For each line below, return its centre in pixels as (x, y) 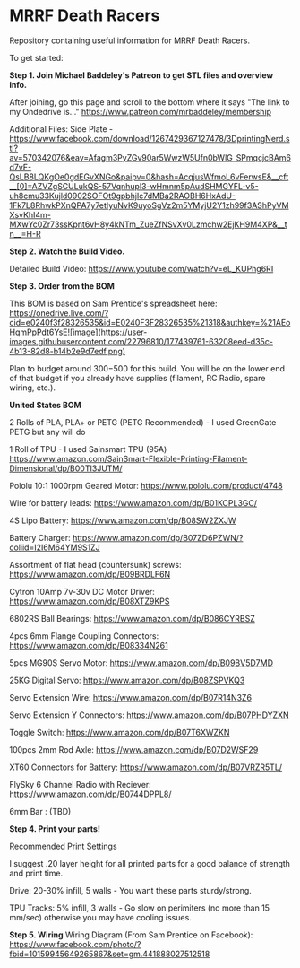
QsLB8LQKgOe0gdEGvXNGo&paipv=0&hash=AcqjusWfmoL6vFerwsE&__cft (149, 177)
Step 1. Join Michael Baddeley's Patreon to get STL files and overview (141, 75)
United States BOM (46, 405)
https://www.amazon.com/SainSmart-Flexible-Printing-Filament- (129, 458)
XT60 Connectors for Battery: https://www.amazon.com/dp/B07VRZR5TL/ (146, 767)
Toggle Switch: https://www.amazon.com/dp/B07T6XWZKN (120, 732)
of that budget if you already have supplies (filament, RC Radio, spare (137, 378)
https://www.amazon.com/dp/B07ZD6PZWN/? (158, 537)
